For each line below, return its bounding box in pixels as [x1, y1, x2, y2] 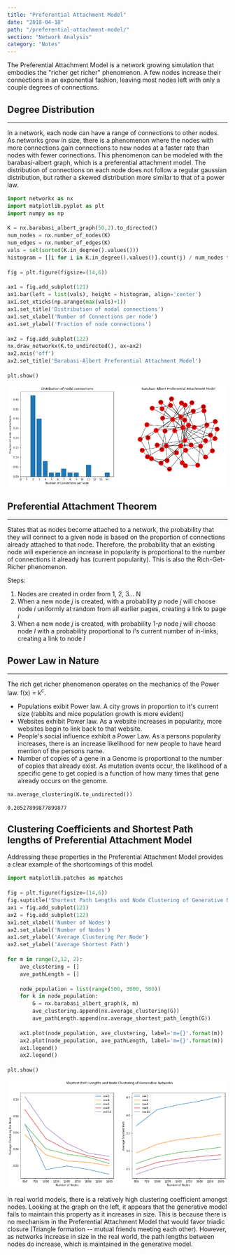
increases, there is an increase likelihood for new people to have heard [17, 739, 222, 748]
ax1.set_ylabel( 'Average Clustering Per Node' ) [7, 934, 149, 941]
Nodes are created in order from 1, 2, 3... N [17, 590, 141, 598]
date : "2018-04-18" [7, 18, 64, 26]
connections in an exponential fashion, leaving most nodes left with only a [7, 76, 220, 84]
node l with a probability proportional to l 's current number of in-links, [17, 627, 219, 636]
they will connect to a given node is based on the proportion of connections [7, 533, 226, 542]
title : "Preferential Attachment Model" [7, 11, 127, 18]
